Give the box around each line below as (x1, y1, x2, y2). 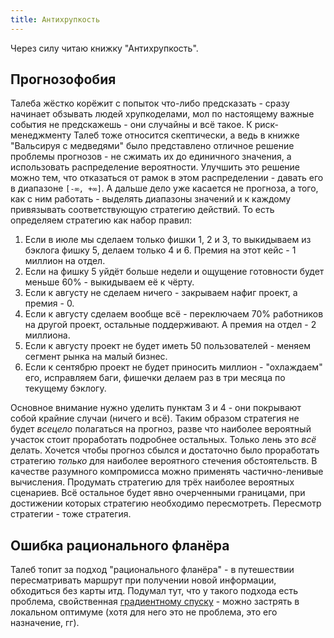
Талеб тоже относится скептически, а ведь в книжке (73, 129, 300, 141)
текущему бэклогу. (24, 382, 107, 395)
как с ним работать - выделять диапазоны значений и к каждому (10, 193, 292, 205)
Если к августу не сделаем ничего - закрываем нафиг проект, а (24, 287, 298, 299)
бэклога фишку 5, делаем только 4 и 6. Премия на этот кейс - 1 (24, 244, 297, 256)
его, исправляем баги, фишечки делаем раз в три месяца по (24, 372, 286, 384)
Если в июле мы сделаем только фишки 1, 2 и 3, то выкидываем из (24, 234, 312, 246)
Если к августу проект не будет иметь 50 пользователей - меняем (24, 340, 312, 352)
